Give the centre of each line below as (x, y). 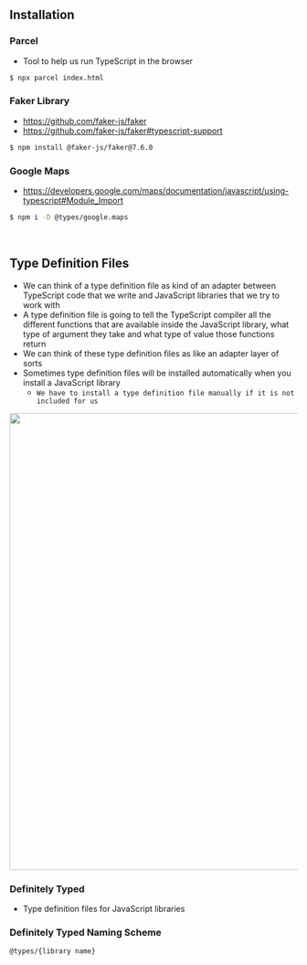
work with (42, 304)
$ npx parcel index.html (57, 78)
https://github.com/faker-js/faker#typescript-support (122, 131)
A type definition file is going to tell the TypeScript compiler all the (147, 314)
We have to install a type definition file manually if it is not (165, 393)
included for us (67, 401)
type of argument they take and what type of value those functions (148, 334)
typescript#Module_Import (73, 201)
